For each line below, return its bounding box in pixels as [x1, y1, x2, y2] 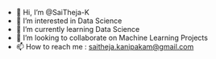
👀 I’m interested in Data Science [15, 16, 123, 26]
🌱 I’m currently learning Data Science [15, 25, 140, 33]
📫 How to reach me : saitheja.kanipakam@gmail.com [15, 42, 194, 51]
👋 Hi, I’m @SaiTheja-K [15, 8, 90, 17]
